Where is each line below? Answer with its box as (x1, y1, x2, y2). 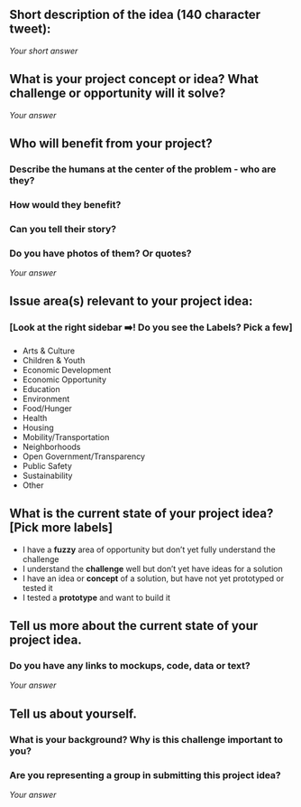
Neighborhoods (22, 441, 81, 452)
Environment (22, 393, 70, 404)
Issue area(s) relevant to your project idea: (9, 294, 253, 309)
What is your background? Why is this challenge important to (9, 733, 284, 746)
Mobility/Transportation (22, 431, 110, 442)
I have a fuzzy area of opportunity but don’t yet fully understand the (22, 544, 277, 555)
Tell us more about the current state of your (9, 618, 259, 633)
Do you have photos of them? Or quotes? (9, 247, 192, 259)
